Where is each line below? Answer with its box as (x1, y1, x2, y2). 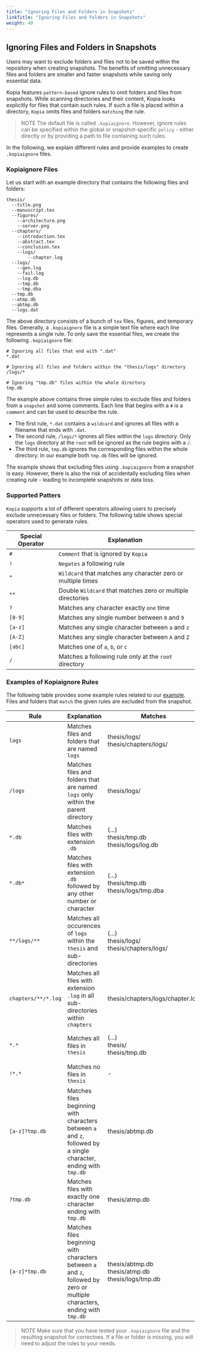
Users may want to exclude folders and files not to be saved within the (6, 58, 179, 65)
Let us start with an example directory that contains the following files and (6, 179, 189, 186)
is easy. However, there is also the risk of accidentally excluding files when (6, 470, 191, 477)
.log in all (67, 991, 95, 1000)
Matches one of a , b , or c (59, 643, 127, 651)
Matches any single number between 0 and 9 (59, 613, 184, 622)
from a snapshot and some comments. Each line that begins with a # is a (6, 402, 184, 409)
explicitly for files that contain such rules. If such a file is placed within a (6, 101, 184, 109)
